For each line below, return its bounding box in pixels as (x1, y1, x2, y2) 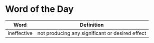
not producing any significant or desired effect (37, 30, 146, 37)
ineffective (7, 30, 32, 37)
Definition (79, 21, 104, 28)
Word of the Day (5, 3, 74, 15)
